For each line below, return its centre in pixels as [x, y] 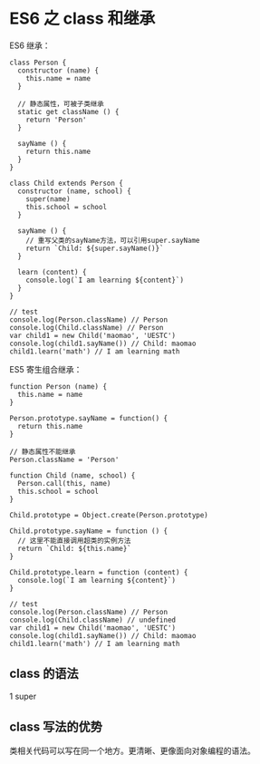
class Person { [38, 63]
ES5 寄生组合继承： [46, 369]
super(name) [48, 199]
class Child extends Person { [67, 183]
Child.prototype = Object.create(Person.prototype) [109, 515]
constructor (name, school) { [74, 191]
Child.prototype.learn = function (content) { [99, 572]
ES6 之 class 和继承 [82, 19]
